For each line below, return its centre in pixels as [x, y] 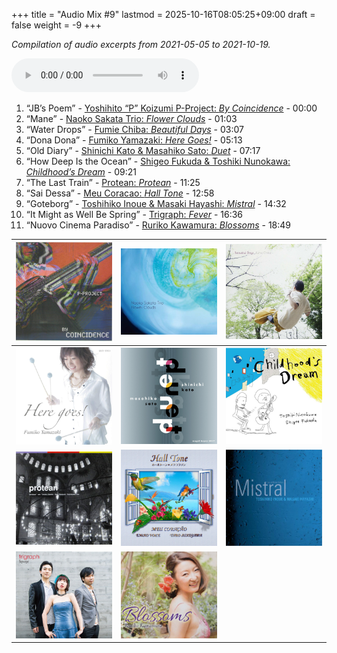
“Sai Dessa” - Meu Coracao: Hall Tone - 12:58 [120, 193]
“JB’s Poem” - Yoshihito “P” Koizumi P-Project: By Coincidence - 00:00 [171, 108]
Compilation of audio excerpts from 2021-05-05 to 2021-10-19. [141, 44]
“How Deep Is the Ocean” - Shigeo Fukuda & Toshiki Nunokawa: [158, 161]
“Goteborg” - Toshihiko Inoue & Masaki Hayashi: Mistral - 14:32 [156, 203]
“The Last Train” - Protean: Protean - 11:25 [113, 182]
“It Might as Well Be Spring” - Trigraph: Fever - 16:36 [134, 214]
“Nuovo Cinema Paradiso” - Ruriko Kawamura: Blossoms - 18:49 [158, 225]
